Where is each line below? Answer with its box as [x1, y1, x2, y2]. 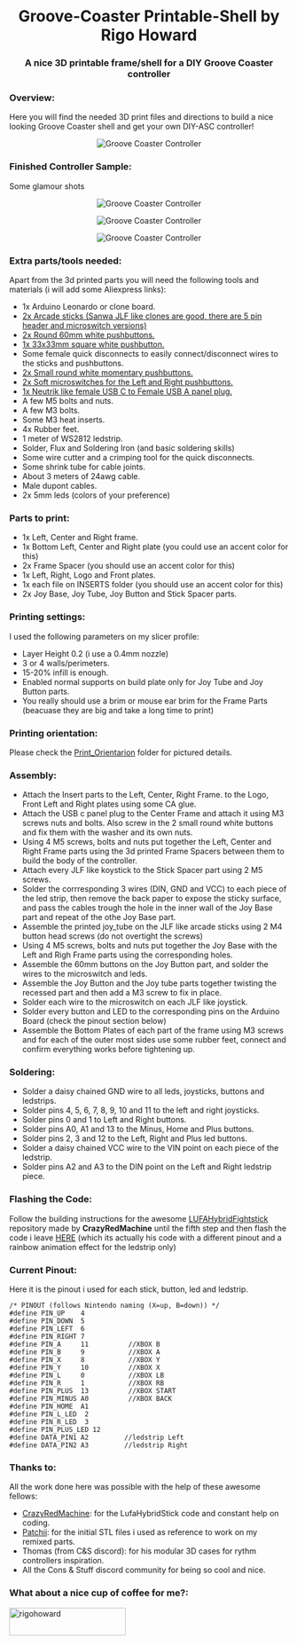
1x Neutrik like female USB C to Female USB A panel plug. [21, 386, 233, 397]
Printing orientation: [9, 727, 98, 739]
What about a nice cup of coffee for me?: [9, 1586, 189, 1599]
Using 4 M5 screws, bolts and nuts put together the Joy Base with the [21, 941, 277, 951]
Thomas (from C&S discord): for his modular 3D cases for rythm [21, 1546, 257, 1556]
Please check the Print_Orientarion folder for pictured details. [9, 747, 233, 758]
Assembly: [9, 769, 58, 782]
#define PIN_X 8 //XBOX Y [9, 1356, 161, 1365]
